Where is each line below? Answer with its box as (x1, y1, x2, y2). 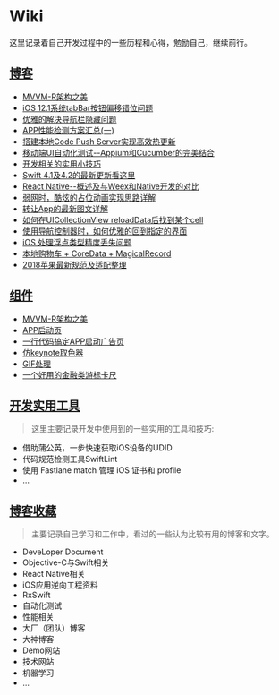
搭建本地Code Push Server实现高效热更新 (21, 136, 176, 147)
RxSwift (21, 589, 51, 601)
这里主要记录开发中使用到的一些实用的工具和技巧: (30, 424, 215, 434)
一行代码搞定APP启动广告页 (21, 336, 125, 347)
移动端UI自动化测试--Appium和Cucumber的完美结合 (21, 147, 215, 158)
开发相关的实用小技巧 (21, 159, 101, 169)
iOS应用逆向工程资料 (21, 579, 98, 590)
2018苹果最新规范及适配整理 (21, 259, 127, 270)
